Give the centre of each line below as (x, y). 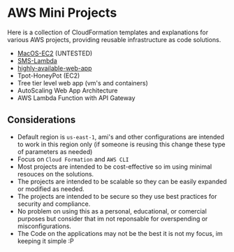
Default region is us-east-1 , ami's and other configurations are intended (121, 136)
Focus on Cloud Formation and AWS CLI (73, 159)
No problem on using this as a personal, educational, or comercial (112, 211)
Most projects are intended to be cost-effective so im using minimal (115, 167)
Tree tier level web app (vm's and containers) (83, 83)
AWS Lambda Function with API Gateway (76, 98)
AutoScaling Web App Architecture (67, 90)
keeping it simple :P (46, 241)
